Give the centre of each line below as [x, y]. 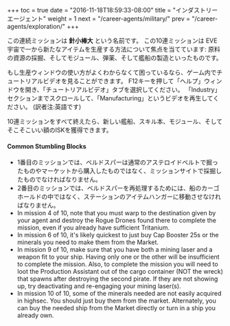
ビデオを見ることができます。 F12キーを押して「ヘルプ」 [124, 81]
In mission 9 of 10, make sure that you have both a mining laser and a [115, 250]
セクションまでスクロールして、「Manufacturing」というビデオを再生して [110, 98]
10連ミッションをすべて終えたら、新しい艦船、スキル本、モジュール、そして [115, 121]
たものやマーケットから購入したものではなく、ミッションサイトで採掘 [116, 171]
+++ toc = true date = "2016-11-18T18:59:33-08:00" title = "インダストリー [113, 10]
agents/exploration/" [36, 26]
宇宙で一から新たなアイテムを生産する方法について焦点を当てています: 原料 [114, 49]
